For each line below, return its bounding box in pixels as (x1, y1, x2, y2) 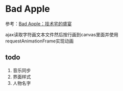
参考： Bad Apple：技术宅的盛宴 (5, 20, 72, 27)
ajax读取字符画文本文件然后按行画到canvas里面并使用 (5, 31, 118, 37)
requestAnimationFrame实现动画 (5, 38, 74, 44)
